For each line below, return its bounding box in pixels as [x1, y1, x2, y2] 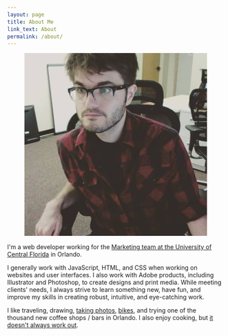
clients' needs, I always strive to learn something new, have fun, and [7, 286, 201, 294]
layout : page [7, 11, 45, 18]
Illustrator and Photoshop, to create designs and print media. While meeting [7, 278, 222, 286]
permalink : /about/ [7, 33, 63, 40]
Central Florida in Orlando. [7, 250, 83, 259]
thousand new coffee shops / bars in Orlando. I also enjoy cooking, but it [7, 314, 214, 322]
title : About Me [7, 18, 54, 26]
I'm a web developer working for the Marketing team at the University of [7, 243, 212, 251]
